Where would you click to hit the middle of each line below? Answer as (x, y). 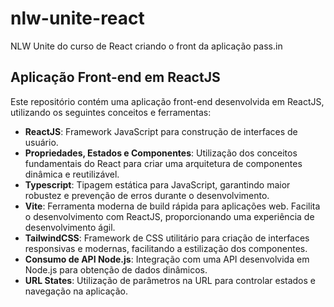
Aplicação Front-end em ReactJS (115, 77)
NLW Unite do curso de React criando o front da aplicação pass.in (146, 46)
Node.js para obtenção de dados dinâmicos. (116, 269)
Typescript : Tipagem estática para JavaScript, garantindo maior (157, 184)
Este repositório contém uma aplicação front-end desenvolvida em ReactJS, (167, 101)
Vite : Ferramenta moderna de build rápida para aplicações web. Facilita (172, 206)
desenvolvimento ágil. (70, 227)
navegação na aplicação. (76, 291)
